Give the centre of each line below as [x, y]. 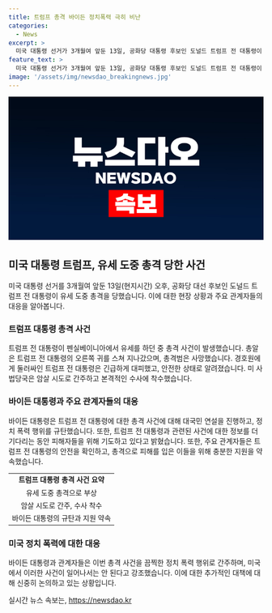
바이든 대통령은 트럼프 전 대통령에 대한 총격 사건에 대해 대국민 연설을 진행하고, [132, 420]
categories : [28, 26]
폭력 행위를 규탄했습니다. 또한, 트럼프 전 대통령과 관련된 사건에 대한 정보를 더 [138, 431]
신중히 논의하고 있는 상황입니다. [66, 582]
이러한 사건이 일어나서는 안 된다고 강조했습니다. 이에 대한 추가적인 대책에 [138, 573]
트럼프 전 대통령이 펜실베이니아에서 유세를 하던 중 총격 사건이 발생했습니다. [126, 348]
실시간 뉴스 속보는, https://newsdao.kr [70, 600]
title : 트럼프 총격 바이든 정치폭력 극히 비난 [74, 17]
